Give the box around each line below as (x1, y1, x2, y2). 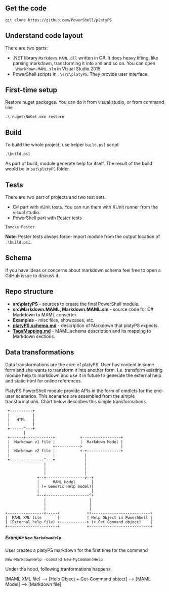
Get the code (5, 4, 47, 13)
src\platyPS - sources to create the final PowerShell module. (12, 301, 140, 307)
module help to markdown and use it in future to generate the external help (5, 372, 162, 378)
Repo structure (5, 287, 54, 296)
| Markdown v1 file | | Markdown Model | (7, 439, 123, 445)
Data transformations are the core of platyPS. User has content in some (5, 361, 154, 368)
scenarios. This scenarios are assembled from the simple (16, 393, 135, 399)
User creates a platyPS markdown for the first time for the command (5, 547, 148, 553)
